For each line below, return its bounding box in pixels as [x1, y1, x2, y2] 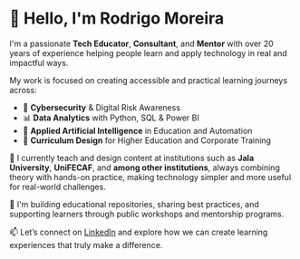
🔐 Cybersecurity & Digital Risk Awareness [22, 101, 181, 112]
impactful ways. [9, 57, 69, 68]
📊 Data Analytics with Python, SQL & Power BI [22, 112, 199, 123]
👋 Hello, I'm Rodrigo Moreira [9, 8, 225, 29]
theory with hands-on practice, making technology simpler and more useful [9, 171, 292, 182]
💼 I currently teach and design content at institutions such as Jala [9, 152, 255, 163]
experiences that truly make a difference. [9, 239, 163, 250]
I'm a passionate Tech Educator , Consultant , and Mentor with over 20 [9, 38, 274, 49]
